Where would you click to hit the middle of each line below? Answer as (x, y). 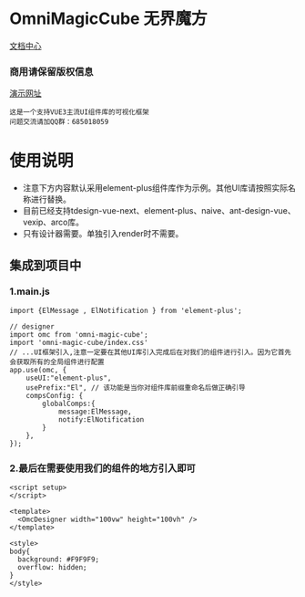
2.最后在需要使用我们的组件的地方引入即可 (102, 468)
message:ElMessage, (95, 412)
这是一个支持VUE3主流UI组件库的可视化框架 (80, 112)
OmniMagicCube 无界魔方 (108, 19)
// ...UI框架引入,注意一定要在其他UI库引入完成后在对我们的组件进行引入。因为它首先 (150, 352)
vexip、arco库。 (53, 222)
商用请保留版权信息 (51, 71)
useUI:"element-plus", (69, 378)
